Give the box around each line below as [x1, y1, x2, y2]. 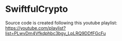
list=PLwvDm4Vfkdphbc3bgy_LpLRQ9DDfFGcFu [5, 30, 106, 36]
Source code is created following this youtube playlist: [5, 20, 117, 26]
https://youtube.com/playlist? [5, 25, 66, 31]
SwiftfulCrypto [5, 3, 68, 15]
